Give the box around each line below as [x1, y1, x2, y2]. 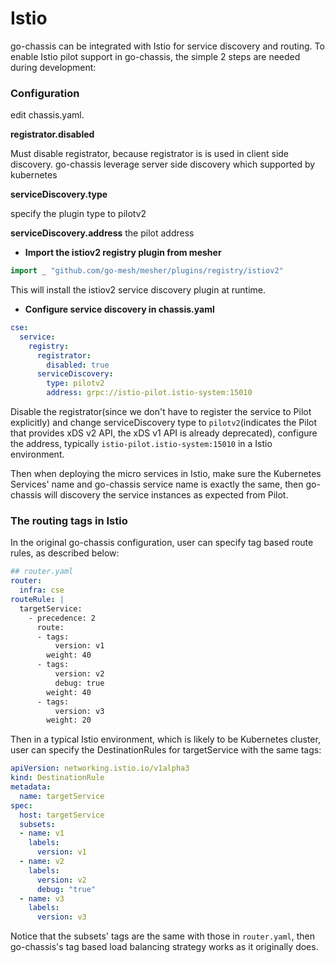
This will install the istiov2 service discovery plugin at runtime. [10, 284, 267, 296]
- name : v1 [19, 828, 65, 839]
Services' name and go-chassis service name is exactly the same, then [10, 478, 304, 491]
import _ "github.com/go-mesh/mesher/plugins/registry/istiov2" [10, 266, 284, 276]
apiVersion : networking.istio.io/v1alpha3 [10, 763, 190, 774]
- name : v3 [19, 893, 65, 904]
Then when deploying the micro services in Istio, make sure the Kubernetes [10, 468, 322, 480]
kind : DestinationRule [10, 773, 105, 783]
